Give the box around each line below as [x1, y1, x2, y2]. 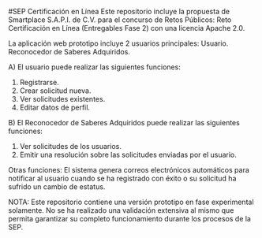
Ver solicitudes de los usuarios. [19, 142, 122, 151]
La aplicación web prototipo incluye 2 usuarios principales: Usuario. [8, 39, 229, 48]
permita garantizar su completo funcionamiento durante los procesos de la [8, 214, 251, 223]
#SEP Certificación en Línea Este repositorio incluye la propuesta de [8, 7, 230, 16]
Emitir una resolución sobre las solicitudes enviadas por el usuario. [19, 150, 237, 159]
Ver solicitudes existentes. [19, 95, 106, 103]
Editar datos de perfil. [19, 102, 91, 112]
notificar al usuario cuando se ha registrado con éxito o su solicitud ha [8, 173, 237, 183]
